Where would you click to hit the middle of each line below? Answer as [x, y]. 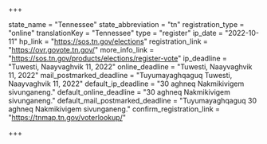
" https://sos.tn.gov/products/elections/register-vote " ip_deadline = [118, 58]
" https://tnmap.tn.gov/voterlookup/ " [67, 117]
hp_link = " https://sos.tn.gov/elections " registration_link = [114, 41]
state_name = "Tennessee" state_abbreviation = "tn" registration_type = [126, 24]
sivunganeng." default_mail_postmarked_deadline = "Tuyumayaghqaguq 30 [133, 101]
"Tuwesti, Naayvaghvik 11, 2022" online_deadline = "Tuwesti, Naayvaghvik [130, 67]
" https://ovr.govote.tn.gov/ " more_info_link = [81, 50]
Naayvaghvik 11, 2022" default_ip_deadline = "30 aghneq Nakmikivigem [126, 84]
